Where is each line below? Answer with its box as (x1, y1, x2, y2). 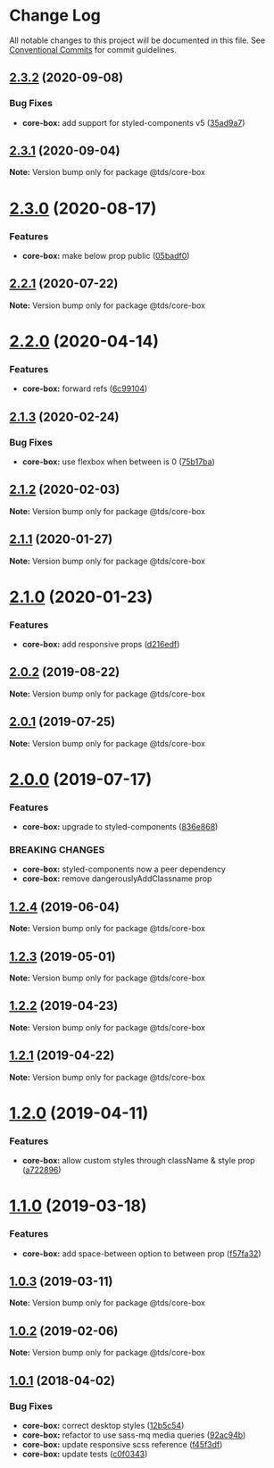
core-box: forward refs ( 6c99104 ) (21, 383, 148, 394)
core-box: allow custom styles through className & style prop (21, 1155, 256, 1166)
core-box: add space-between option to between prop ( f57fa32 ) (21, 1247, 262, 1259)
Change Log (9, 5, 101, 26)
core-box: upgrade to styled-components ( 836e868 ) (21, 822, 219, 832)
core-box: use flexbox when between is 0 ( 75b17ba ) (21, 456, 216, 467)
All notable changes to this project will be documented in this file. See (9, 35, 266, 46)
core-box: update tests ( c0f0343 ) (21, 1448, 148, 1459)
